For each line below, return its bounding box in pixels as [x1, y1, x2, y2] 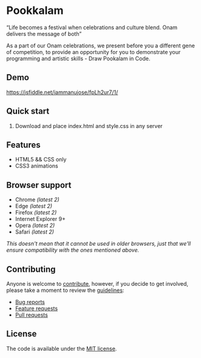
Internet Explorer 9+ [15, 215, 66, 223]
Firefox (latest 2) [15, 209, 57, 216]
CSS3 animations [15, 162, 59, 170]
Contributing [6, 264, 56, 274]
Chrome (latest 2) [15, 196, 60, 203]
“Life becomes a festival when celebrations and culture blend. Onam [6, 24, 178, 31]
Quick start [6, 106, 50, 117]
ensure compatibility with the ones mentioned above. [6, 246, 140, 254]
